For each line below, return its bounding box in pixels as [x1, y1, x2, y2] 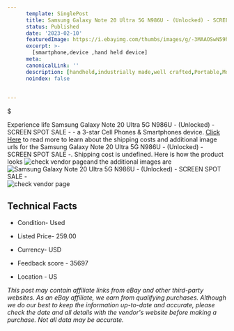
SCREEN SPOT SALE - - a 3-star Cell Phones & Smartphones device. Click [7, 128, 221, 137]
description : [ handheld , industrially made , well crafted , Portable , [25, 68, 223, 75]
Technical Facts [7, 200, 78, 212]
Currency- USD [17, 245, 62, 254]
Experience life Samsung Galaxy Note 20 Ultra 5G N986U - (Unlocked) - [7, 121, 214, 129]
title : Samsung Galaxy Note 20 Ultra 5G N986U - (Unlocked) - [25, 17, 210, 24]
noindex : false [25, 75, 70, 82]
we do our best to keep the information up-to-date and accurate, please [7, 300, 215, 309]
